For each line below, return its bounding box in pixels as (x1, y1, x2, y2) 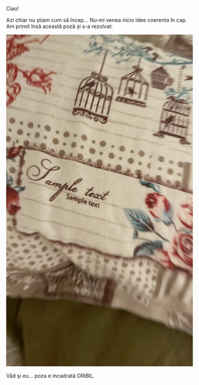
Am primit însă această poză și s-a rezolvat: (6, 23, 113, 30)
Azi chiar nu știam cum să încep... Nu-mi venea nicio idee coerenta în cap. (6, 17, 188, 23)
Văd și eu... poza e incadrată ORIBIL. (6, 373, 95, 379)
